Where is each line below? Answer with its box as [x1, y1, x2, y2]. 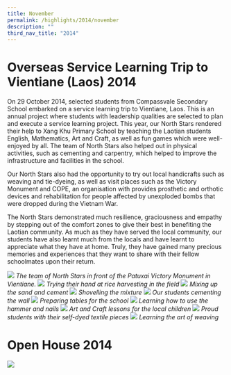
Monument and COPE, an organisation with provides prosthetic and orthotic [7, 185, 223, 193]
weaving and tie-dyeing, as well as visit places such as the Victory [7, 177, 197, 186]
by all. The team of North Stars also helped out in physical [31, 142, 198, 150]
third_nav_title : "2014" [7, 29, 79, 37]
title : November [7, 10, 54, 17]
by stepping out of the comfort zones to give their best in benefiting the [7, 221, 212, 229]
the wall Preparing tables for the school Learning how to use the [7, 296, 209, 305]
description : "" [7, 23, 54, 30]
